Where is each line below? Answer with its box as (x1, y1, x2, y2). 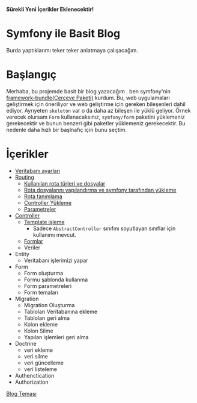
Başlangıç (6, 68, 57, 81)
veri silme (23, 352, 48, 360)
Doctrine (14, 340, 37, 347)
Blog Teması (6, 390, 37, 397)
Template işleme (23, 218, 65, 225)
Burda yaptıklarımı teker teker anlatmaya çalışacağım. (6, 46, 138, 54)
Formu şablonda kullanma (23, 276, 88, 283)
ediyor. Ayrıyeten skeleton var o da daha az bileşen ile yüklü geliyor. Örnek (6, 107, 191, 114)
